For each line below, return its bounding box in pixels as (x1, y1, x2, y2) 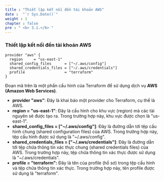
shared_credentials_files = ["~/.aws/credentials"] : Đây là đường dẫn (12, 139, 154, 145)
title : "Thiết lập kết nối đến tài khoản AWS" (5, 7, 105, 12)
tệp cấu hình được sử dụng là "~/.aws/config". (12, 134, 106, 140)
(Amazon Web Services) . (5, 88, 57, 94)
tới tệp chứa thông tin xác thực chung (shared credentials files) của (12, 144, 149, 150)
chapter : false (5, 21, 38, 26)
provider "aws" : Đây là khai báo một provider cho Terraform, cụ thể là (12, 98, 155, 103)
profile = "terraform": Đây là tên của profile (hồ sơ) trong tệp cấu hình (12, 160, 156, 166)
